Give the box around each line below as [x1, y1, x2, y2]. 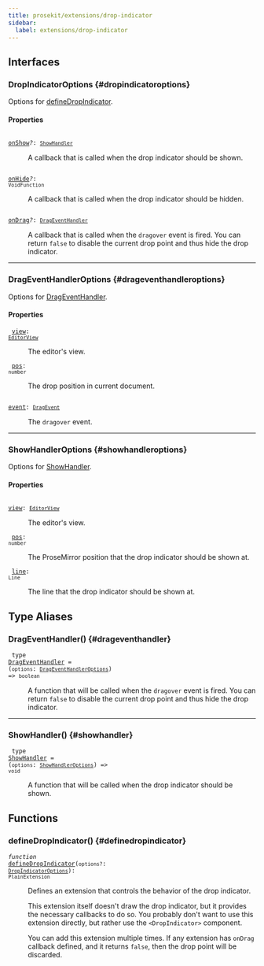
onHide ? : [8, 175, 37, 183]
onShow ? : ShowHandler [8, 139, 73, 147]
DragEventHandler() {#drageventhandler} [8, 633, 171, 644]
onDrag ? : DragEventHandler [8, 217, 88, 224]
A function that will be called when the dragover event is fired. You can [27, 686, 256, 695]
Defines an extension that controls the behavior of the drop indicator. [27, 886, 251, 895]
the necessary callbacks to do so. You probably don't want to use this [27, 909, 254, 919]
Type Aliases [8, 609, 73, 623]
